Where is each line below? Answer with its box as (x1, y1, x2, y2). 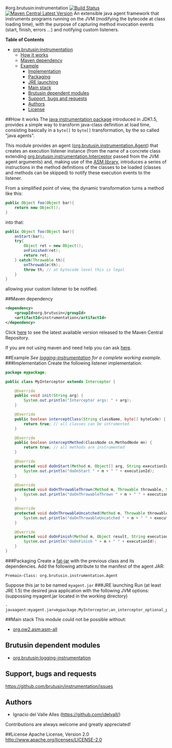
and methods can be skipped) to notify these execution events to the (5, 169, 151, 176)
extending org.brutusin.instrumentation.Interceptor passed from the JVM (5, 154, 159, 159)
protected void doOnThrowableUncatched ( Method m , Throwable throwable (14, 510, 168, 516)
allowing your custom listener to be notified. (5, 286, 98, 292)
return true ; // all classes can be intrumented (24, 421, 130, 426)
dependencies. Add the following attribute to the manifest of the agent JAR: (5, 563, 165, 569)
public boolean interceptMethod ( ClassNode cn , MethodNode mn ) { (14, 440, 153, 445)
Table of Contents (5, 36, 45, 42)
